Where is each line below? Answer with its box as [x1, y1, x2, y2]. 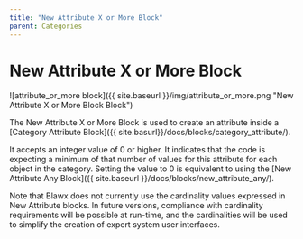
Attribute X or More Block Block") [9, 100, 133, 111]
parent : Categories [9, 22, 83, 31]
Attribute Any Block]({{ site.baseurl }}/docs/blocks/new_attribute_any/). [9, 173, 275, 184]
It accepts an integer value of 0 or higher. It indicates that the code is [9, 144, 266, 155]
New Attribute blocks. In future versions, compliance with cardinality [9, 200, 263, 211]
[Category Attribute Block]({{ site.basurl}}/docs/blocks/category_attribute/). [9, 127, 291, 138]
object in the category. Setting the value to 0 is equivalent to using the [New [9, 163, 292, 174]
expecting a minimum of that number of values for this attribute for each [9, 154, 278, 165]
